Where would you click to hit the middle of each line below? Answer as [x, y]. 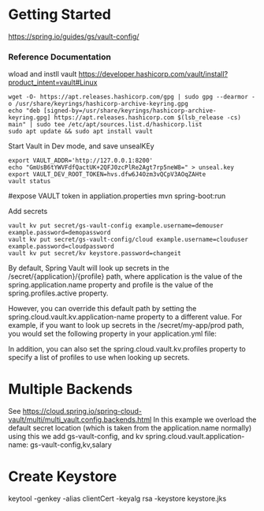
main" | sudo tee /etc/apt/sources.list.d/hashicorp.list [105, 125]
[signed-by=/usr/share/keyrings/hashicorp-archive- [130, 111]
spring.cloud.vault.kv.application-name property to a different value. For [125, 317]
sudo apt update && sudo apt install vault [81, 132]
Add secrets [28, 212]
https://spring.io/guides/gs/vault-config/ [74, 36]
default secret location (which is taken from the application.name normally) [130, 428]
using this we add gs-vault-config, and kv [76, 437]
